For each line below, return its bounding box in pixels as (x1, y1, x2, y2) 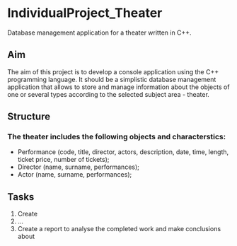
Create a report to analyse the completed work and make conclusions (17, 225, 221, 233)
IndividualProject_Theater (7, 5, 163, 21)
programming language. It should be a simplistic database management (7, 75, 216, 83)
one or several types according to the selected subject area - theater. (7, 90, 210, 98)
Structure (7, 111, 51, 123)
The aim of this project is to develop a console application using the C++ (7, 67, 219, 76)
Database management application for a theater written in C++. (7, 28, 192, 37)
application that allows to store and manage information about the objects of (7, 83, 230, 91)
